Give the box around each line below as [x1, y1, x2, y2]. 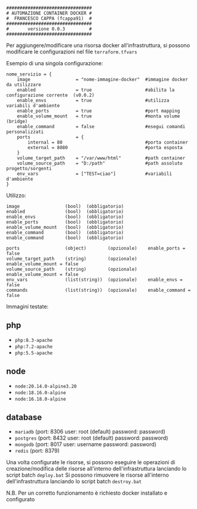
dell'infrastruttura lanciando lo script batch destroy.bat [6, 478, 142, 485]
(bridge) [6, 119, 28, 125]
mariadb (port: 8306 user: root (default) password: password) [14, 428, 166, 435]
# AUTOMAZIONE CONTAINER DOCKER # [6, 10, 93, 16]
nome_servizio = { [6, 71, 52, 77]
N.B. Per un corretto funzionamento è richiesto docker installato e [6, 489, 168, 496]
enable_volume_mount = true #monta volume [17, 113, 180, 119]
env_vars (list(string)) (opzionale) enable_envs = [6, 277, 183, 283]
